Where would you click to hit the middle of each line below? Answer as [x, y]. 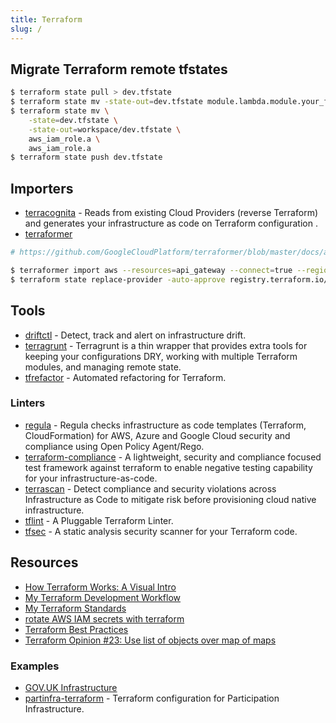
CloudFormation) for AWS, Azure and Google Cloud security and [157, 435]
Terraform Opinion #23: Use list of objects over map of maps [150, 640]
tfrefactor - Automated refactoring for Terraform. [125, 377]
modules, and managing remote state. [103, 367]
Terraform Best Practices [76, 629]
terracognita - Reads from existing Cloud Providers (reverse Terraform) [171, 213]
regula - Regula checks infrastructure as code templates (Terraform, [165, 425]
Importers [42, 188]
